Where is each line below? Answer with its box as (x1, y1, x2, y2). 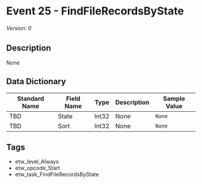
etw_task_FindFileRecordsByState (14, 171, 99, 178)
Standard (17, 94, 44, 103)
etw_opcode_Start (14, 164, 60, 172)
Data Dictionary (6, 76, 66, 87)
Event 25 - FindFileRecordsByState (6, 4, 185, 18)
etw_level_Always (14, 158, 59, 165)
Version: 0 (6, 24, 32, 31)
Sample (163, 94, 185, 103)
